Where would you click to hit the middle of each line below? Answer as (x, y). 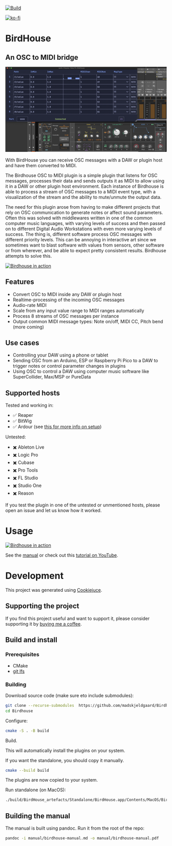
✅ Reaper (23, 415)
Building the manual (38, 816)
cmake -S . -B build (27, 731)
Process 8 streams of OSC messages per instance (66, 316)
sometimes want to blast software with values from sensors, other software (85, 245)
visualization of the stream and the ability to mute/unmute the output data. (83, 197)
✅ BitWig (22, 421)
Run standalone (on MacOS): (36, 790)
